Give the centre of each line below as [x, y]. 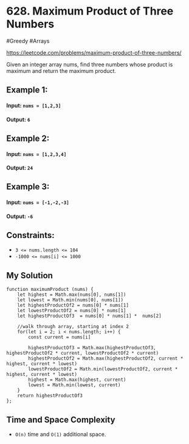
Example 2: [28, 138]
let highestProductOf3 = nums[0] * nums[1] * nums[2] [90, 316]
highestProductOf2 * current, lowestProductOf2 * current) [83, 353]
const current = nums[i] [60, 337]
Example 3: [28, 187]
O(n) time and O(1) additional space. [60, 434]
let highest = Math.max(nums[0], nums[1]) [72, 295]
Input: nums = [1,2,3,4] [36, 154]
